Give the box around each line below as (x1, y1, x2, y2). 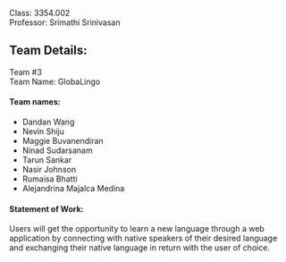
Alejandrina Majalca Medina (21, 183, 125, 194)
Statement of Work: (9, 203, 84, 214)
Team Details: (9, 43, 88, 58)
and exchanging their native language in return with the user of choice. (9, 242, 271, 253)
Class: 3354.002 (9, 8, 71, 18)
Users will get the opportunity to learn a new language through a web (9, 224, 265, 234)
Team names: (9, 97, 61, 107)
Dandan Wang (21, 116, 75, 128)
